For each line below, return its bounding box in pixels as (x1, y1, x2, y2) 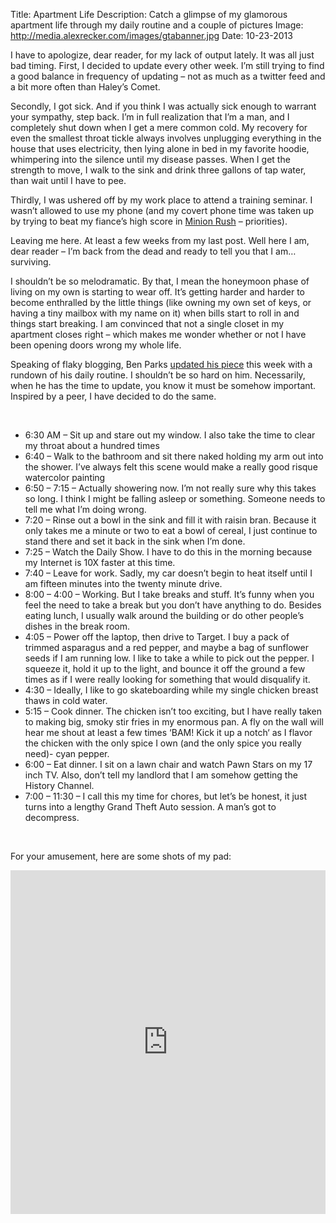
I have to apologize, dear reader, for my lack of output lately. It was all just (10, 49, 315, 61)
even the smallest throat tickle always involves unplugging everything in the (10, 132, 322, 144)
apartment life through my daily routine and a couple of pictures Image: (10, 19, 304, 31)
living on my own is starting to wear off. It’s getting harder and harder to (10, 286, 305, 298)
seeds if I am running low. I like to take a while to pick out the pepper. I (24, 652, 315, 664)
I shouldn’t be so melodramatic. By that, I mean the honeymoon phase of (10, 275, 310, 287)
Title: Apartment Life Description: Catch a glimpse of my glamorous (10, 9, 288, 20)
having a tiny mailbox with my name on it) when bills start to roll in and (10, 307, 300, 319)
